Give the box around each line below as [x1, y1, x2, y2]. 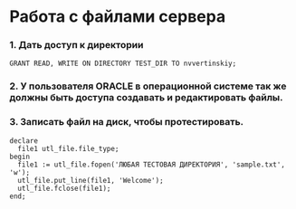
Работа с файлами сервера [9, 6, 226, 27]
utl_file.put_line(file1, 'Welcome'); [17, 176, 165, 185]
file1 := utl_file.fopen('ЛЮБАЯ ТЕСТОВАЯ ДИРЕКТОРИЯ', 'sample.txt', [17, 160, 285, 169]
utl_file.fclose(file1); [17, 184, 111, 193]
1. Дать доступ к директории [9, 39, 144, 52]
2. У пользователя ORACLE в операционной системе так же [9, 80, 287, 92]
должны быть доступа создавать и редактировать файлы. [9, 91, 283, 104]
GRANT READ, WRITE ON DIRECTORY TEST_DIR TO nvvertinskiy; [9, 59, 237, 69]
